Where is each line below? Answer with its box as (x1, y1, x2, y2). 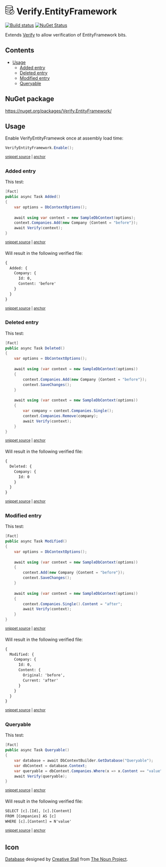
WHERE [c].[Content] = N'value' (5, 819, 72, 824)
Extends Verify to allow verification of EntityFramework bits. (5, 32, 127, 38)
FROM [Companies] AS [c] (5, 814, 56, 819)
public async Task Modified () (5, 539, 68, 544)
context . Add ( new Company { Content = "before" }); (23, 570, 125, 575)
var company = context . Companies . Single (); (23, 408, 114, 413)
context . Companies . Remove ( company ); (23, 413, 98, 418)
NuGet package (5, 95, 54, 103)
